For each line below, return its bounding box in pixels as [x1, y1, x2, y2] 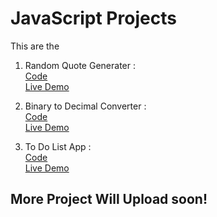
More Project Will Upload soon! [10, 191, 208, 208]
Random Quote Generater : [24, 59, 136, 71]
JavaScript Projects [10, 7, 177, 30]
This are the [10, 40, 60, 52]
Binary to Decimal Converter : [24, 100, 147, 112]
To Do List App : [24, 140, 92, 152]
